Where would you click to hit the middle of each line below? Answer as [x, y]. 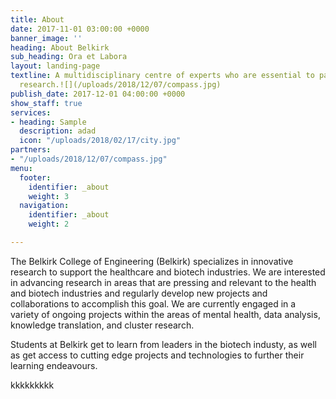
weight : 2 [49, 224]
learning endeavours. [54, 365]
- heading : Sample [48, 122]
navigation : [44, 206]
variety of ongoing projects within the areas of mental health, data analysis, [165, 314]
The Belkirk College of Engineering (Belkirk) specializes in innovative [152, 261]
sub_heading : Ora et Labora [69, 57]
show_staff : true [46, 103]
